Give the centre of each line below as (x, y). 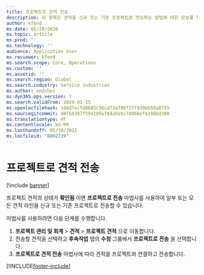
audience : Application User (42, 52)
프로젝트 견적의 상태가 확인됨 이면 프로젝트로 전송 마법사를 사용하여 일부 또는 (97, 197)
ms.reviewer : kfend (31, 57)
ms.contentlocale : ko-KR (38, 125)
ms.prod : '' (21, 40)
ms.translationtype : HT (36, 119)
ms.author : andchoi (31, 91)
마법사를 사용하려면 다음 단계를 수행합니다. (57, 218)
